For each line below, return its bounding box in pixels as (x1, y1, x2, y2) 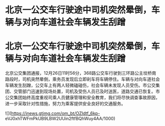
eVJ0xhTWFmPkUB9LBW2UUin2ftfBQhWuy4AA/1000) (5, 116, 115, 122)
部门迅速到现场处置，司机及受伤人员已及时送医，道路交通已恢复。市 (22, 88, 160, 94)
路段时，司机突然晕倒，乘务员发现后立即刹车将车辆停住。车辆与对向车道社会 (5, 76, 160, 82)
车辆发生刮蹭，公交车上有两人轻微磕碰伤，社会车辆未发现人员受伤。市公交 (5, 83, 156, 88)
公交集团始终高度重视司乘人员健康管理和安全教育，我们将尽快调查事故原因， (5, 95, 160, 101)
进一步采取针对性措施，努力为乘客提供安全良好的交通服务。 (5, 101, 126, 106)
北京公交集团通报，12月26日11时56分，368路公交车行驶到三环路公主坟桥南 (5, 70, 156, 76)
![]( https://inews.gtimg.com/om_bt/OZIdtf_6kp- (5, 110, 100, 116)
